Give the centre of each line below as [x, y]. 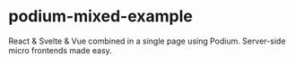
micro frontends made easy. [61, 50]
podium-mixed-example [101, 16]
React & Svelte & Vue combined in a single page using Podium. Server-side [147, 41]
